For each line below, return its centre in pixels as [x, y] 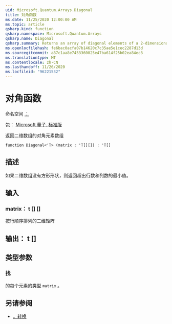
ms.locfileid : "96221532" [33, 72]
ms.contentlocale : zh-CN [32, 62]
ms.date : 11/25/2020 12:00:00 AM [41, 19]
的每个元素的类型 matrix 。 [34, 285]
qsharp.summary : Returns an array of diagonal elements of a [72, 43]
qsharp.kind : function [29, 29]
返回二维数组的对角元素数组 [35, 135]
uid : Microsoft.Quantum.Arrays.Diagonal [49, 10]
